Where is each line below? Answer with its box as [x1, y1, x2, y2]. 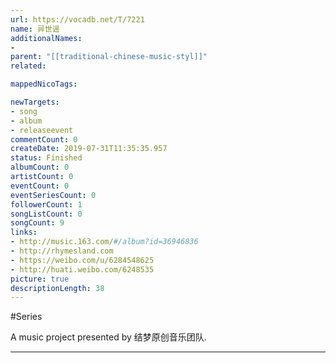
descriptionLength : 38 [10, 283, 105, 293]
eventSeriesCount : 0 [10, 190, 97, 200]
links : [10, 227, 38, 238]
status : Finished [10, 153, 83, 163]
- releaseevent [10, 125, 74, 135]
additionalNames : [10, 33, 83, 43]
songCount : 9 [10, 218, 65, 228]
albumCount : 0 [10, 162, 70, 173]
